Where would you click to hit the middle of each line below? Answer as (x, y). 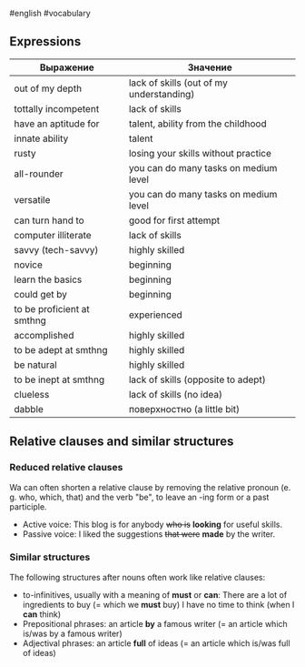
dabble (29, 409)
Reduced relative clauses (66, 468)
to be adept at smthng (61, 349)
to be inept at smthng (59, 379)
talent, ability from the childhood (198, 124)
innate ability (41, 138)
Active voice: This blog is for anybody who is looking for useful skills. (152, 524)
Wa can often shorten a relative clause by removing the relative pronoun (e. (150, 487)
